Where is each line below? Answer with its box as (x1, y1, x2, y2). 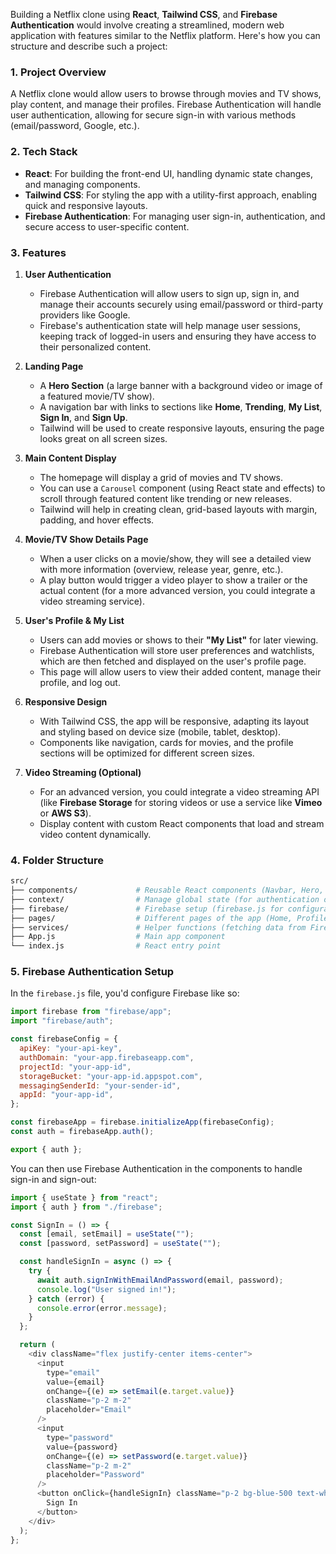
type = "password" (46, 1432, 114, 1443)
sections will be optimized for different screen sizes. (39, 747, 255, 759)
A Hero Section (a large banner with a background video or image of (39, 379, 323, 391)
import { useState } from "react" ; (10, 1192, 159, 1203)
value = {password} (46, 1442, 118, 1452)
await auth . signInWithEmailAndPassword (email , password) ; (36, 1275, 284, 1285)
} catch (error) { (28, 1294, 105, 1304)
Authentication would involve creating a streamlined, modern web (10, 19, 285, 31)
